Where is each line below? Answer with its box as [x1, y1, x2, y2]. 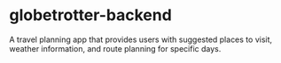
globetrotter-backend [9, 5, 173, 25]
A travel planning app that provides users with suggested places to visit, [9, 34, 273, 45]
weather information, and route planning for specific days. [9, 43, 222, 53]
